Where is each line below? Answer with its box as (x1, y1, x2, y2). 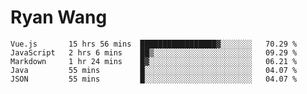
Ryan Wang (10, 6, 108, 29)
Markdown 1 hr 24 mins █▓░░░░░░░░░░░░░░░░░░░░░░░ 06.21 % (10, 56, 298, 66)
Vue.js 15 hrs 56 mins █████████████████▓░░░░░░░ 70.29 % (10, 39, 298, 49)
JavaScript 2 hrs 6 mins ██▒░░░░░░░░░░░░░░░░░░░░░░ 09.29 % (10, 47, 298, 58)
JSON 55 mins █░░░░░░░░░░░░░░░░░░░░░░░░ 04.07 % (10, 74, 298, 84)
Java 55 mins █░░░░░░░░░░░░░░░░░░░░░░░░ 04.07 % (10, 65, 298, 75)
